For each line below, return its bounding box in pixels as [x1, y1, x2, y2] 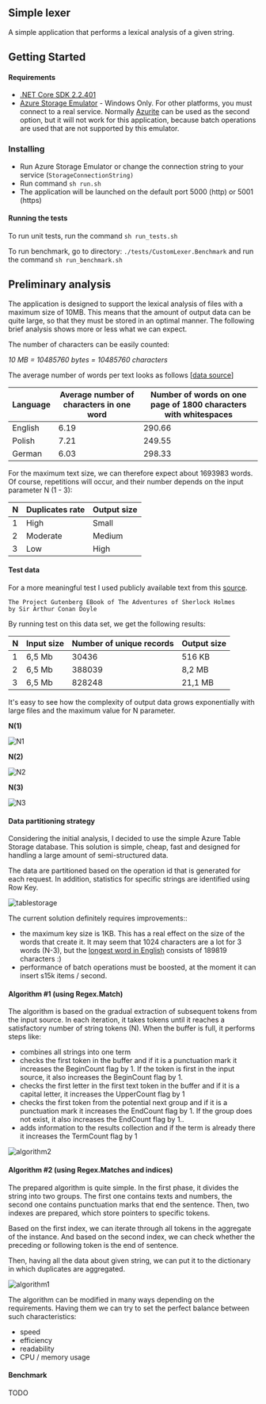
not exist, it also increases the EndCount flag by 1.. [19, 1115, 184, 1124]
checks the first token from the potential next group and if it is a [19, 1098, 228, 1108]
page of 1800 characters [150, 399, 247, 410]
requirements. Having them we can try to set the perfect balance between [8, 1303, 249, 1313]
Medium [92, 530, 123, 541]
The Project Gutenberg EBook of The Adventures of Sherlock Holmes [8, 598, 236, 606]
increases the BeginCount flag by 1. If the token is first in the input [19, 1064, 235, 1073]
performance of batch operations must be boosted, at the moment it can [19, 962, 256, 972]
